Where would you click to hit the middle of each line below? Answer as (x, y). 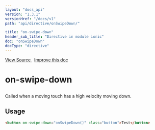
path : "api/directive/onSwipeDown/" (42, 23)
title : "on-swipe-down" (29, 32)
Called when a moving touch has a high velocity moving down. (68, 96)
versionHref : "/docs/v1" (30, 19)
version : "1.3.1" (23, 14)
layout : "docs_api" (25, 10)
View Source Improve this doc (37, 60)
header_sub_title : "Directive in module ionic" (55, 37)
